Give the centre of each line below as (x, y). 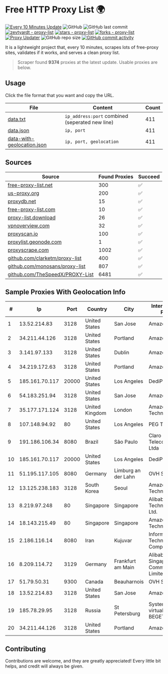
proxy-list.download (32, 217)
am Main (124, 568)
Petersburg (127, 614)
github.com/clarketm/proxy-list (44, 258)
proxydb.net (22, 201)
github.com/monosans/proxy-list (47, 266)
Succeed (149, 176)
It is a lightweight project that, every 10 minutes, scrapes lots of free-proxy (82, 47)
